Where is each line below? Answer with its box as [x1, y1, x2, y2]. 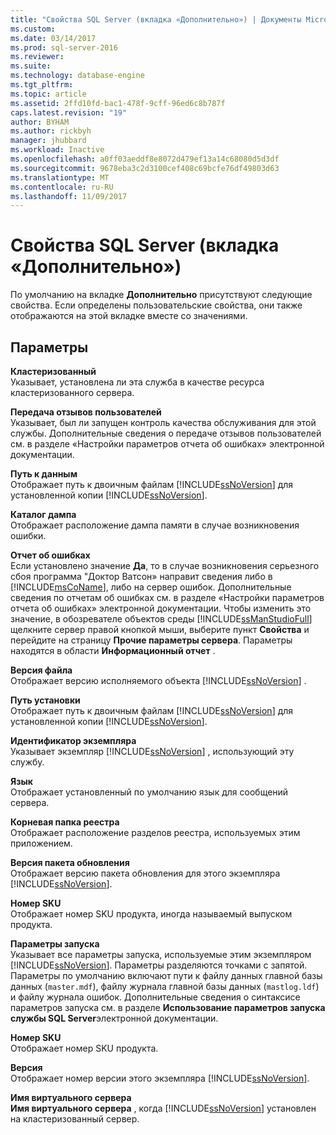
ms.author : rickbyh [10, 126, 92, 136]
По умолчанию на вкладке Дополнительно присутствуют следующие [10, 289, 313, 301]
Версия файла [10, 664, 73, 676]
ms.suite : [10, 61, 52, 71]
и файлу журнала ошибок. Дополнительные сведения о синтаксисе [10, 991, 301, 1003]
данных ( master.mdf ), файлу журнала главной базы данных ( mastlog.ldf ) [10, 981, 320, 992]
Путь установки [10, 694, 81, 706]
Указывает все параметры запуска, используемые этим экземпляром [10, 949, 312, 960]
